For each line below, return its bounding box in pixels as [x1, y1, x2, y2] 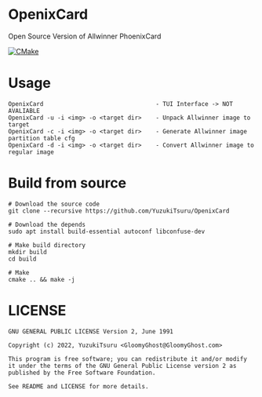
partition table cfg [8, 134, 76, 142]
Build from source [8, 174, 127, 192]
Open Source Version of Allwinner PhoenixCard [8, 31, 162, 41]
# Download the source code [8, 200, 100, 208]
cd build [8, 255, 37, 263]
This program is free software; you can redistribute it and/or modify [8, 355, 247, 362]
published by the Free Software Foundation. [8, 369, 156, 377]
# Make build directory [8, 241, 86, 249]
